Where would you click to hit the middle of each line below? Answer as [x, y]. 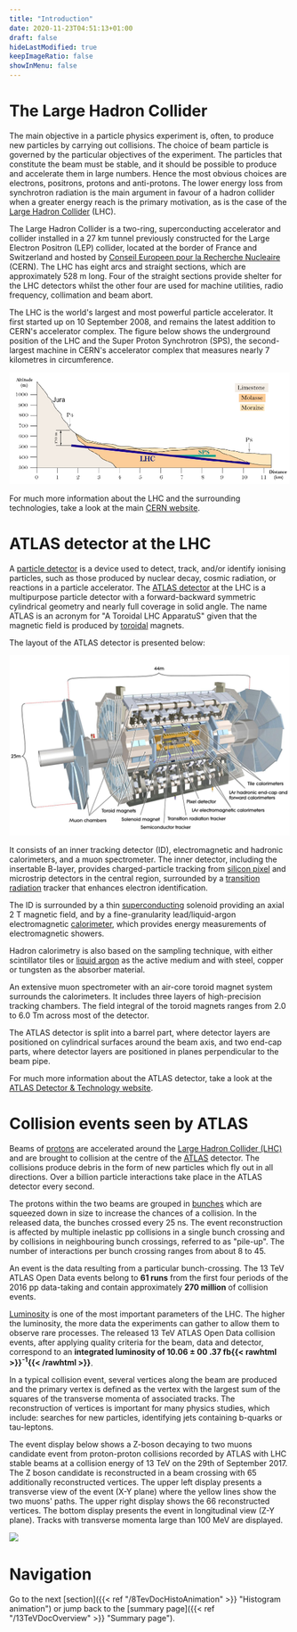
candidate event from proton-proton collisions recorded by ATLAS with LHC [148, 1454]
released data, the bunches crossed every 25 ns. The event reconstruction [146, 1222]
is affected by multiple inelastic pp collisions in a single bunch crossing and [147, 1232]
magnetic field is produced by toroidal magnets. [97, 625]
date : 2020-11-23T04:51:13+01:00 [71, 28]
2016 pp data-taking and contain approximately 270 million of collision [139, 1287]
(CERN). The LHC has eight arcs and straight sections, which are [128, 267]
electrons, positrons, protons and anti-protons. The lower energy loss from [146, 183]
